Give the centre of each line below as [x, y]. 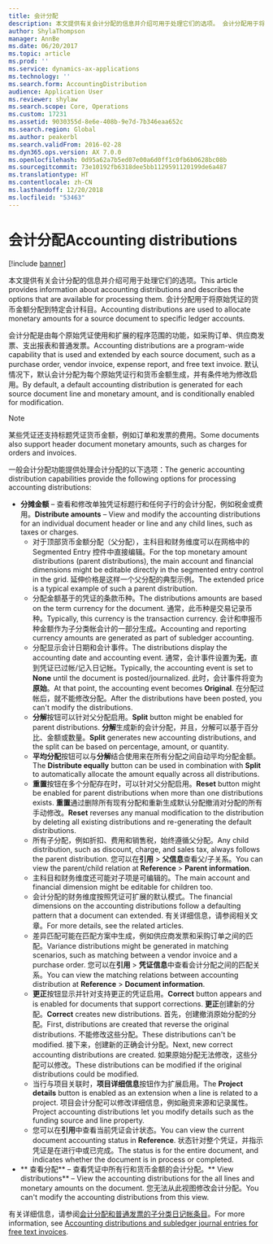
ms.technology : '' [39, 76]
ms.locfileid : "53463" [47, 197]
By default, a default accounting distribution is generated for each [133, 384]
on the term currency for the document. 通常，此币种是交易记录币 [143, 608]
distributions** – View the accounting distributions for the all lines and [137, 1178]
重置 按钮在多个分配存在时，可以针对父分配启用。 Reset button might [146, 784]
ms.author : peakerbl [43, 137]
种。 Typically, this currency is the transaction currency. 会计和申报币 [147, 618]
